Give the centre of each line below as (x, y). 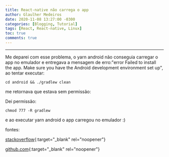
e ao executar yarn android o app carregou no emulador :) (65, 120)
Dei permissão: (21, 101)
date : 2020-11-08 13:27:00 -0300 (40, 19)
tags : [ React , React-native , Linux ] (44, 29)
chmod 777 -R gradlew (28, 110)
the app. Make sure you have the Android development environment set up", (84, 67)
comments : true (21, 38)
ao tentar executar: (25, 73)
